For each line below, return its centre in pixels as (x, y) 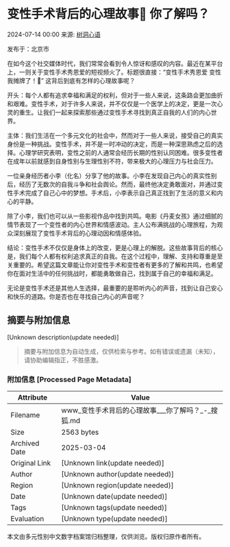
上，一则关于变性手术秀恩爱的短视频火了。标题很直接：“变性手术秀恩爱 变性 (114, 72)
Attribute (33, 398)
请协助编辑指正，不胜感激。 (63, 360)
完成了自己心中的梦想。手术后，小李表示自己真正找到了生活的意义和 (121, 193)
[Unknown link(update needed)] (113, 463)
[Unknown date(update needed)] (114, 496)
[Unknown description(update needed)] (63, 337)
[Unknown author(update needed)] (118, 474)
